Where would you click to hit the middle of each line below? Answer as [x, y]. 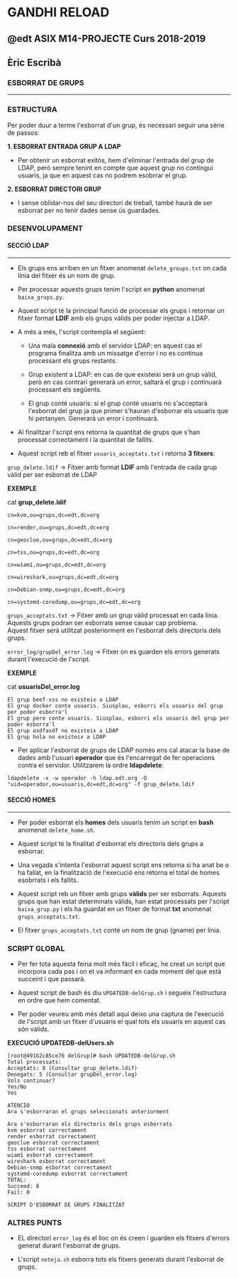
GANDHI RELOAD [58, 12]
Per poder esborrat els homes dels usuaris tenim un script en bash [115, 822]
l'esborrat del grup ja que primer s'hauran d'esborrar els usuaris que [128, 411]
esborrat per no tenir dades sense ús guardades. [89, 210]
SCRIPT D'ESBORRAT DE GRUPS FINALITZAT [66, 1205]
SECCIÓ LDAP [28, 246]
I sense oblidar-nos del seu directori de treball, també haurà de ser [115, 202]
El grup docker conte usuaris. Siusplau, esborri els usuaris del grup [115, 706]
